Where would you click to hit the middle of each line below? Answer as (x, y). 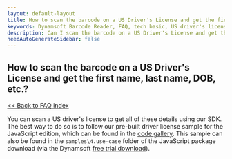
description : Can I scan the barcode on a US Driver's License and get (112, 33)
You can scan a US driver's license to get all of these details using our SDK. (115, 119)
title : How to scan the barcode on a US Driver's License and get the (111, 20)
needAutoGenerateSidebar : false (54, 39)
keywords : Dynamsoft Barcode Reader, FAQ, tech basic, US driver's (106, 26)
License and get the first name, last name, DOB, (112, 78)
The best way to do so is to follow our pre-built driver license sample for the (115, 126)
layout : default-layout (41, 13)
